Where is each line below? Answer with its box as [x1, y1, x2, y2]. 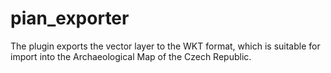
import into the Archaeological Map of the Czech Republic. [10, 50, 252, 62]
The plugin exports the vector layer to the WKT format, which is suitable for [10, 40, 321, 52]
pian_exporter [10, 7, 130, 30]
